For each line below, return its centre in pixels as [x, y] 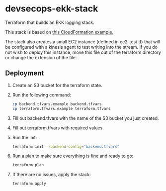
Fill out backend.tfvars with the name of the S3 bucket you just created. [85, 118]
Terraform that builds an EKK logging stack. [50, 22]
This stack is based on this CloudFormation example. [59, 32]
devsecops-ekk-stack [52, 9]
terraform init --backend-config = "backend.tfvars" [66, 146]
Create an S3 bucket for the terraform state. [57, 85]
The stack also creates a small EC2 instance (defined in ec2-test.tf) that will [83, 42]
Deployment [25, 73]
